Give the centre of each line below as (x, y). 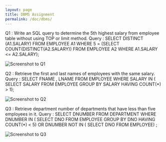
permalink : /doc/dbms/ (29, 19)
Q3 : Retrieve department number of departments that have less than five (81, 109)
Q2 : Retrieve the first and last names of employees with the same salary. (80, 74)
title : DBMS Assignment (30, 14)
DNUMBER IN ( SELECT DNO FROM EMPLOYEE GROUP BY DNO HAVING (80, 120)
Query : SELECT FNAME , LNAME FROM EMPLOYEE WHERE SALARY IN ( (81, 79)
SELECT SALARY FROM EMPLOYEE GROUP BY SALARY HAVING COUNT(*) (83, 84)
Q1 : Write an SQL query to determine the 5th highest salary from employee (82, 33)
